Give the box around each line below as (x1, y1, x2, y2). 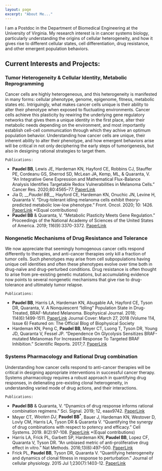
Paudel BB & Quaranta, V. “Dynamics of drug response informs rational (12, 403, 153, 408)
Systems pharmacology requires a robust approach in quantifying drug (5, 374, 147, 380)
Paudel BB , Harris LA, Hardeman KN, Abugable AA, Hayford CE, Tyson (12, 300, 153, 306)
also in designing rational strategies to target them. (5, 148, 106, 154)
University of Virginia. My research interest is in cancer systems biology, (5, 30, 149, 36)
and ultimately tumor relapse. (25, 282, 83, 288)
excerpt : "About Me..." (5, 12, 53, 17)
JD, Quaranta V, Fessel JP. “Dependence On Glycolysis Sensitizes (12, 331, 144, 336)
